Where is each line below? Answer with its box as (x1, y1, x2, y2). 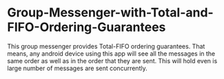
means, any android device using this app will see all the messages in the (7, 49, 216, 58)
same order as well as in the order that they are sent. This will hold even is (7, 56, 218, 65)
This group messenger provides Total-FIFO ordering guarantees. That (7, 42, 205, 50)
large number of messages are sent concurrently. (7, 64, 147, 72)
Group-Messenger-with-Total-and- (7, 5, 214, 21)
